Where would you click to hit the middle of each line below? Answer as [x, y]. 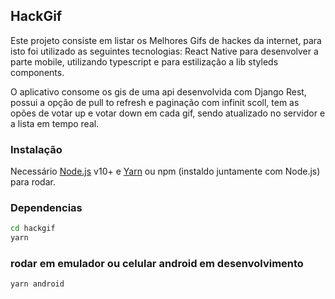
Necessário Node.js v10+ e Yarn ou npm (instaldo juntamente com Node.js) [165, 171]
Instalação [36, 149]
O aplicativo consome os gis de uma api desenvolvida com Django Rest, [158, 91]
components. [37, 72]
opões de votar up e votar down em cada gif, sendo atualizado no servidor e [168, 113]
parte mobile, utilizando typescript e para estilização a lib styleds [144, 61]
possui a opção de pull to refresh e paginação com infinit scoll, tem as [155, 102]
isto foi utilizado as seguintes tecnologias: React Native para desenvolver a [164, 51]
